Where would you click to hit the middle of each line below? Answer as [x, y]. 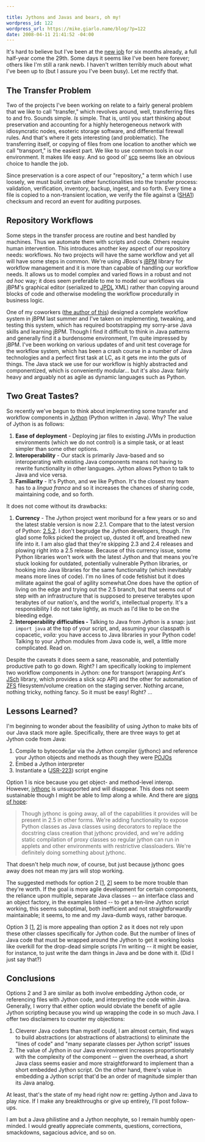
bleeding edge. [34, 615]
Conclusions [31, 978]
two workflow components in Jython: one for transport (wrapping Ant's [96, 672]
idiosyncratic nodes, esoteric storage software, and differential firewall [95, 131]
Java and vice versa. [41, 475]
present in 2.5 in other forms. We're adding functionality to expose [105, 820]
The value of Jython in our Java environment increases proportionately [104, 1050]
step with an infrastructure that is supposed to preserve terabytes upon [105, 596]
